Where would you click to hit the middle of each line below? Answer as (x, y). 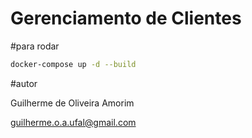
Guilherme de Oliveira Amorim (72, 103)
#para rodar (35, 46)
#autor (24, 83)
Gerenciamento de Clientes (126, 18)
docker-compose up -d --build (73, 64)
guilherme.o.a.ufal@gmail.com (73, 122)
